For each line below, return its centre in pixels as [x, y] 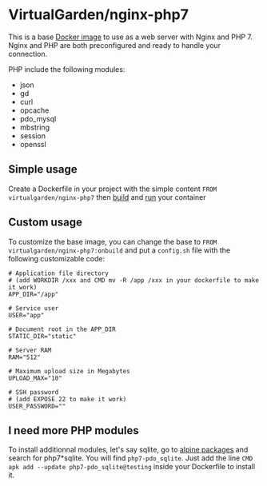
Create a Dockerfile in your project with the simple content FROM [113, 189]
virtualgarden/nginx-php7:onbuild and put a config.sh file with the [119, 250]
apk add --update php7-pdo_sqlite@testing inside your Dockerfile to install [132, 467]
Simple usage [43, 169]
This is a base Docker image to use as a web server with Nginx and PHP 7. [131, 37]
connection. [28, 54]
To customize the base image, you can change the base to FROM [113, 241]
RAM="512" [25, 357]
